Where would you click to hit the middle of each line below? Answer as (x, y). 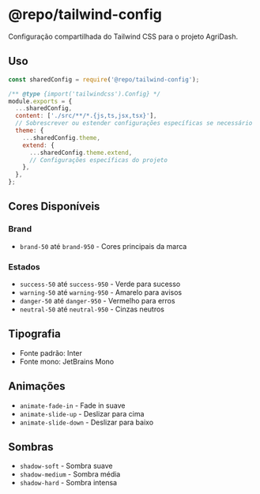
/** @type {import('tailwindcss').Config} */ (84, 94)
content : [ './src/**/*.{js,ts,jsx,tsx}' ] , (86, 116)
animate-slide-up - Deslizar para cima (82, 413)
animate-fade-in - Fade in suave (72, 405)
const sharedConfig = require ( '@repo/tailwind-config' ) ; (104, 79)
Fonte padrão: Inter (51, 353)
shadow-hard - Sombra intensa (68, 483)
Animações (37, 386)
